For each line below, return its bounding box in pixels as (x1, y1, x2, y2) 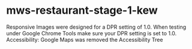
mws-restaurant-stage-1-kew (6, 4, 158, 17)
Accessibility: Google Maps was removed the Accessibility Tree (6, 36, 163, 43)
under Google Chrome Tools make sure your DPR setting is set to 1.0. (6, 29, 177, 36)
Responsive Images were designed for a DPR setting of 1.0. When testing (6, 23, 187, 30)
